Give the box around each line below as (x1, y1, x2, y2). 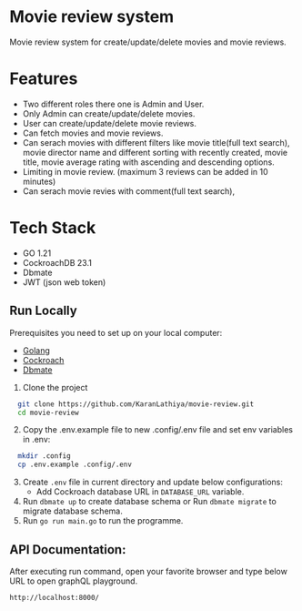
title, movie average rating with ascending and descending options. (22, 157, 275, 168)
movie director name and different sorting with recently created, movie (22, 147, 288, 158)
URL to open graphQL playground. (9, 575, 138, 586)
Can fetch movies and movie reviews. (22, 127, 164, 138)
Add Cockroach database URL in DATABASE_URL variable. (35, 486, 245, 497)
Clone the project (22, 382, 88, 392)
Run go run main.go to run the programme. (22, 515, 184, 526)
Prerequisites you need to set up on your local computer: (9, 327, 223, 338)
